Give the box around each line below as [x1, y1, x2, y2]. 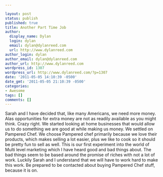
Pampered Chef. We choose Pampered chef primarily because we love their [5, 131, 157, 137]
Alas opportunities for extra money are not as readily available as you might [5, 116, 157, 122]
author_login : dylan [5, 52, 47, 57]
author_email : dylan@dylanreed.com [5, 56, 77, 61]
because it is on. [5, 167, 38, 173]
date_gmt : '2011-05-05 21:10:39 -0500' [5, 79, 86, 84]
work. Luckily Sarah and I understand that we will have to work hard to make [5, 157, 158, 163]
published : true [5, 20, 38, 25]
